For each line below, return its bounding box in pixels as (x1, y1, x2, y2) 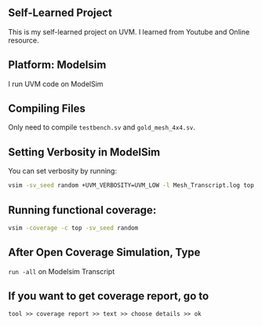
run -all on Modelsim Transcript (8, 266, 115, 276)
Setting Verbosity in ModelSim (8, 145, 161, 159)
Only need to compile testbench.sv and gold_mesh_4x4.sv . (8, 123, 196, 132)
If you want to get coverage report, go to (8, 290, 209, 303)
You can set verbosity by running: (8, 167, 118, 176)
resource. (8, 35, 39, 45)
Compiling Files (8, 102, 86, 115)
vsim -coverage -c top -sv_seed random (8, 224, 139, 232)
